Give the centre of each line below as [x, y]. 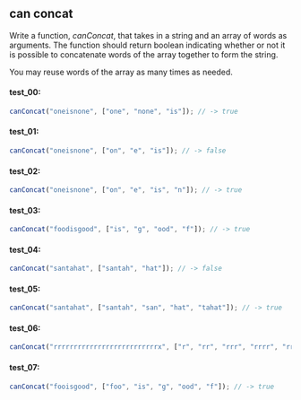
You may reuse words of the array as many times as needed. [121, 72]
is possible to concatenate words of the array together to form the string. [144, 54]
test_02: [25, 171]
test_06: [25, 328]
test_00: [25, 92]
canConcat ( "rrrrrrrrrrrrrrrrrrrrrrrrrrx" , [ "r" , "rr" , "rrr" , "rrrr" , [144, 347]
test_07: [25, 367]
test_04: [25, 249]
